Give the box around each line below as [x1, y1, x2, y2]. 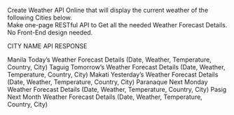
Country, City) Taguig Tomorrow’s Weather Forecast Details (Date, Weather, [7, 63, 226, 71]
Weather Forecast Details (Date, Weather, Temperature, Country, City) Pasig [7, 86, 227, 93]
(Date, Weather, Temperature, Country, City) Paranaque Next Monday [7, 78, 208, 86]
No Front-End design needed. [7, 28, 93, 36]
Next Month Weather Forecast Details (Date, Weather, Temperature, [7, 93, 203, 101]
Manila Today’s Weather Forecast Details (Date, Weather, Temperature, [7, 55, 212, 64]
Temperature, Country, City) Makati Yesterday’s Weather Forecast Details [7, 70, 219, 79]
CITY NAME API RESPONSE [7, 42, 88, 50]
